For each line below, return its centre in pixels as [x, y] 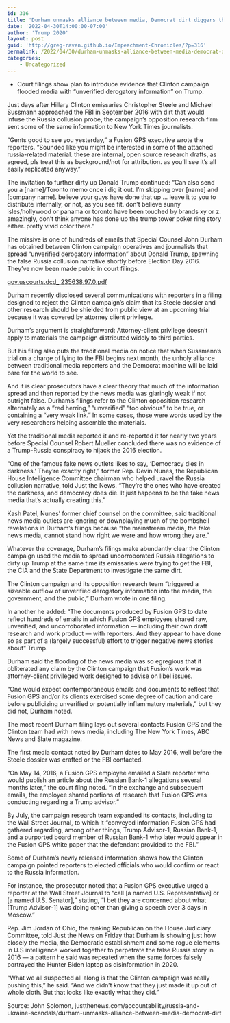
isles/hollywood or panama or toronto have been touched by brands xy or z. [114, 211]
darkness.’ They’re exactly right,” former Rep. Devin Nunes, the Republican [113, 471]
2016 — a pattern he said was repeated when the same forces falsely [105, 957]
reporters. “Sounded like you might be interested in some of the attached [110, 147]
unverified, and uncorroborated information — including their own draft [107, 626]
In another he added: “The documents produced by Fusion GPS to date [107, 611]
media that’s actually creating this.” [56, 500]
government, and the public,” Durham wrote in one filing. [87, 598]
